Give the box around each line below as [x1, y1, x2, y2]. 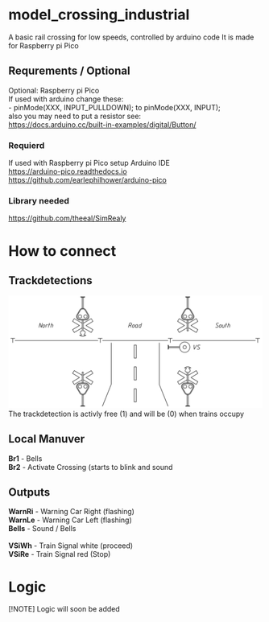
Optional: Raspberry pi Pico [8, 85, 100, 95]
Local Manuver [8, 432, 85, 446]
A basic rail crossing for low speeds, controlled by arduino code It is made [8, 32, 255, 42]
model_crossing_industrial [8, 6, 190, 24]
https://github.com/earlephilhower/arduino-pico [8, 175, 168, 185]
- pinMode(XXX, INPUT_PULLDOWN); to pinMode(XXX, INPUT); [8, 102, 221, 112]
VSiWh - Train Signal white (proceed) [8, 541, 134, 550]
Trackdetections [8, 274, 93, 287]
